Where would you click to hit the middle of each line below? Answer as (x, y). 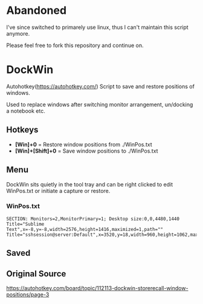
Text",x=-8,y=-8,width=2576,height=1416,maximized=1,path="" (85, 229)
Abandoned (37, 11)
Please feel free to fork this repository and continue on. (75, 45)
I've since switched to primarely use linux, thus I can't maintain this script (97, 27)
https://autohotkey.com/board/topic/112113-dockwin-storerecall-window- (97, 288)
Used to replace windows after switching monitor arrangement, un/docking (100, 104)
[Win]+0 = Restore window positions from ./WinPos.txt (83, 144)
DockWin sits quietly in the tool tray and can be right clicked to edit (90, 184)
